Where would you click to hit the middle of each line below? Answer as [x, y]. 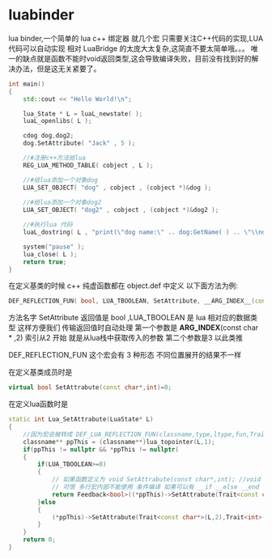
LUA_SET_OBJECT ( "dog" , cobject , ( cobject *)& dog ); [117, 188]
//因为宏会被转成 [48, 434]
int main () [27, 84]
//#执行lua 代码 [48, 225]
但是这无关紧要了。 [68, 68]
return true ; [45, 262]
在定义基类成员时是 [40, 372]
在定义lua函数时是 [38, 404]
